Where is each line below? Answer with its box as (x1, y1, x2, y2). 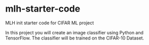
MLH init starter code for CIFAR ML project (5, 20, 94, 26)
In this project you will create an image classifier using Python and (5, 29, 143, 35)
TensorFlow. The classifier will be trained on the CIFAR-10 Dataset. (5, 35, 144, 41)
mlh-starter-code (5, 3, 81, 15)
